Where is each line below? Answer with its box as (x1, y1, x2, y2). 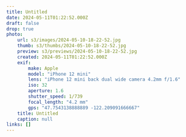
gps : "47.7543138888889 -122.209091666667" (28, 104, 140, 111)
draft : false (6, 20, 40, 26)
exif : (17, 59, 32, 65)
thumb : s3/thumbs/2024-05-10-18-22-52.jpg (17, 43, 126, 49)
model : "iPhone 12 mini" (28, 71, 91, 77)
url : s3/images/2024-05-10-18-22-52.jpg (17, 37, 121, 43)
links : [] (6, 122, 32, 128)
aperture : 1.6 (28, 88, 64, 94)
